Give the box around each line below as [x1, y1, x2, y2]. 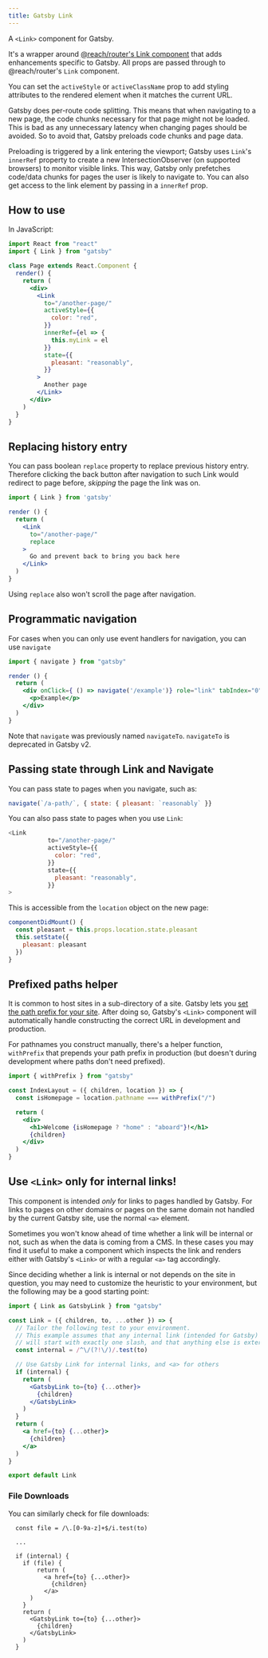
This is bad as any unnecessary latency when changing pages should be [8, 122, 247, 132]
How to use [8, 204, 65, 217]
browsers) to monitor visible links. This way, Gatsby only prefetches [8, 163, 231, 173]
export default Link [8, 1471, 77, 1480]
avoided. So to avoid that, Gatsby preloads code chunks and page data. [8, 131, 243, 141]
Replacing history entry [8, 440, 128, 454]
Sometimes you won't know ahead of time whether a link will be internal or [8, 1228, 254, 1238]
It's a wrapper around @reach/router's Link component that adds [8, 49, 223, 58]
